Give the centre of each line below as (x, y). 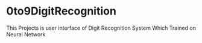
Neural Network (26, 34)
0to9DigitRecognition (61, 11)
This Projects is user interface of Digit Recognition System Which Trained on (101, 28)
